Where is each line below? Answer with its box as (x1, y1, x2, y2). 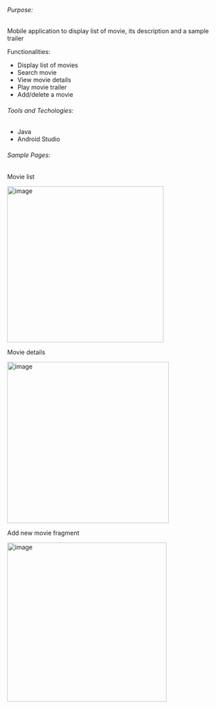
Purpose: (7, 6, 33, 14)
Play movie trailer (17, 83, 67, 91)
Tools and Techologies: (7, 106, 74, 114)
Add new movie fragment (7, 528, 80, 537)
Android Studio (17, 135, 60, 143)
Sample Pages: (7, 151, 51, 159)
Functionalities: (7, 48, 51, 56)
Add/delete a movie (17, 91, 74, 99)
